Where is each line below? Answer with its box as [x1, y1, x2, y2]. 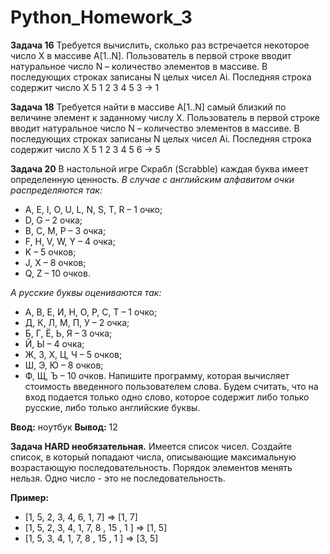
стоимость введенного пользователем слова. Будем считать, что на [24, 380, 319, 392]
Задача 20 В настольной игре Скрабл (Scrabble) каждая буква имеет [10, 162, 309, 175]
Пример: [10, 491, 50, 503]
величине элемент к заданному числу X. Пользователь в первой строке [10, 111, 320, 123]
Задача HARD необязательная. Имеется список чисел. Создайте [10, 440, 293, 452]
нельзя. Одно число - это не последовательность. [10, 472, 226, 484]
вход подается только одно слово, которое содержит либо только [24, 391, 310, 403]
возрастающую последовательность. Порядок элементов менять [10, 461, 293, 473]
